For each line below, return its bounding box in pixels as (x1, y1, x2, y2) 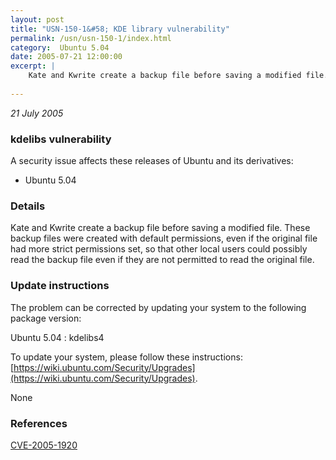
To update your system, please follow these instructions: (10, 351, 243, 363)
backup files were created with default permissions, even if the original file (10, 232, 318, 245)
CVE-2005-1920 (10, 439, 78, 451)
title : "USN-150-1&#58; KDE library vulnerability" (10, 24, 230, 34)
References (10, 416, 68, 430)
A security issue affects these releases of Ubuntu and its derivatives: (10, 155, 294, 167)
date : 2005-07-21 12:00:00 (10, 52, 123, 62)
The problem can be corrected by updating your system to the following (10, 301, 307, 313)
